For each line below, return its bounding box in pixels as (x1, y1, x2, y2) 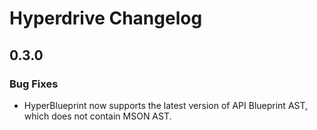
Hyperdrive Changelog (9, 7, 203, 30)
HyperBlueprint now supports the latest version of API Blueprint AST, (23, 99, 309, 111)
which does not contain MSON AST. (23, 110, 172, 122)
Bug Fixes (9, 77, 59, 91)
